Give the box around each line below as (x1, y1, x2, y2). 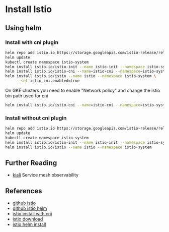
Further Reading (5, 158, 57, 167)
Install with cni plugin (5, 39, 59, 46)
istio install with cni (12, 211, 52, 217)
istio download (12, 216, 43, 222)
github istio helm (12, 205, 47, 211)
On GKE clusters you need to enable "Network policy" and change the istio (5, 87, 160, 93)
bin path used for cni (5, 93, 48, 99)
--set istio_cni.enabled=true (16, 78, 80, 84)
